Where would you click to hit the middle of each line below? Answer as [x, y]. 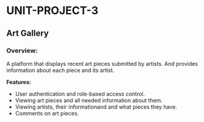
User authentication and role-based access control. [80, 94]
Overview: [22, 51]
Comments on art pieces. [47, 113]
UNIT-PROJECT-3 [53, 11]
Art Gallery [27, 33]
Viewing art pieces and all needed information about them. [89, 100]
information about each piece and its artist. [60, 70]
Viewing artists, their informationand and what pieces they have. [96, 107]
